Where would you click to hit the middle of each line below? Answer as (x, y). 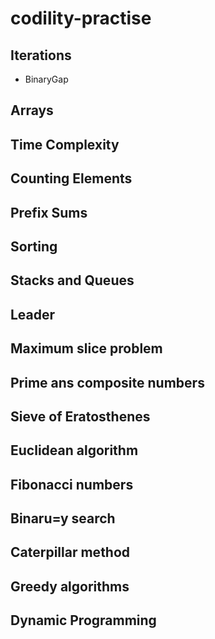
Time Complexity (65, 144)
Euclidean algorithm (74, 450)
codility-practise (81, 18)
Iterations (41, 55)
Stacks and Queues (72, 280)
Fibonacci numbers (72, 484)
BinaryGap (46, 79)
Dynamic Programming (83, 620)
